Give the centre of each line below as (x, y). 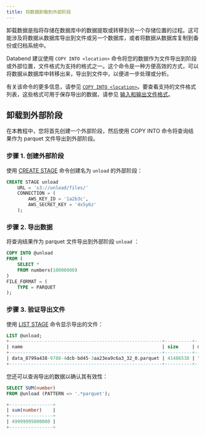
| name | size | (101, 347)
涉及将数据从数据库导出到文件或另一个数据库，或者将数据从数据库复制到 (102, 38)
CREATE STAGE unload (33, 182)
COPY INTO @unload (30, 253)
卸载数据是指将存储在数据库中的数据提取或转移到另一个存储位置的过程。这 (100, 30)
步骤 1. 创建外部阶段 (35, 156)
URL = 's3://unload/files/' (53, 188)
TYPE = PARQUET (37, 287)
